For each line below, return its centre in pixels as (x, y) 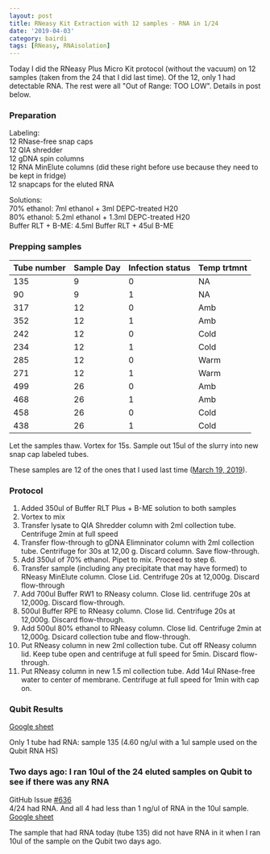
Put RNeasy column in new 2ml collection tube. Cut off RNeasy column (139, 646)
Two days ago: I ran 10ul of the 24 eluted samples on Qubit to (131, 772)
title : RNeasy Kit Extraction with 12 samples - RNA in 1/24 (114, 23)
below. (20, 94)
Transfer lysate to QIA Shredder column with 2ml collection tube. (128, 525)
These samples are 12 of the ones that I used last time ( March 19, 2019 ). (129, 470)
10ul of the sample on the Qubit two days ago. (85, 841)
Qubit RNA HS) (34, 751)
